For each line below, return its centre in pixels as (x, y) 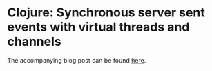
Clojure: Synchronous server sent (106, 13)
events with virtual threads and (98, 27)
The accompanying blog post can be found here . (77, 60)
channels (34, 42)
